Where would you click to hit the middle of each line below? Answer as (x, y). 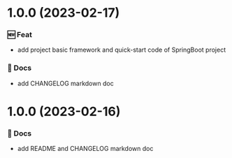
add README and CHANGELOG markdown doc (85, 149)
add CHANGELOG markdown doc (65, 83)
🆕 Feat (20, 35)
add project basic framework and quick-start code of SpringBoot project (121, 50)
